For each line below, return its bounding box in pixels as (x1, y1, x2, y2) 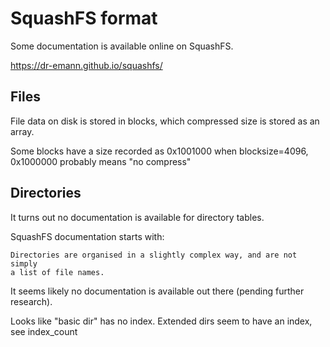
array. (10, 125, 35, 137)
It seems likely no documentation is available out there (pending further (10, 285, 305, 297)
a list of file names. (10, 267, 105, 277)
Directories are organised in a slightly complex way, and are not (10, 250, 298, 260)
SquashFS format (10, 7, 158, 30)
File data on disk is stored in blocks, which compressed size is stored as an (10, 115, 320, 127)
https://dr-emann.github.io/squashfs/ (10, 59, 163, 71)
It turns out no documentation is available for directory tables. (10, 211, 265, 223)
